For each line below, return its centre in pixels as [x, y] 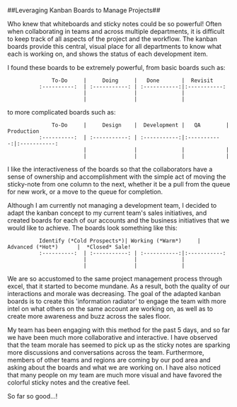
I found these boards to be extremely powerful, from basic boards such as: [116, 67]
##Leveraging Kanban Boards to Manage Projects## [84, 10]
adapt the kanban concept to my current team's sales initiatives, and [107, 213]
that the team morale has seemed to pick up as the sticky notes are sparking [119, 345]
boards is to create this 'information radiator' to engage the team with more [117, 301]
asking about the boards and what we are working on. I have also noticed [114, 367]
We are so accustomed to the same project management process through [115, 279]
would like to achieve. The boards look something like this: [93, 228]
